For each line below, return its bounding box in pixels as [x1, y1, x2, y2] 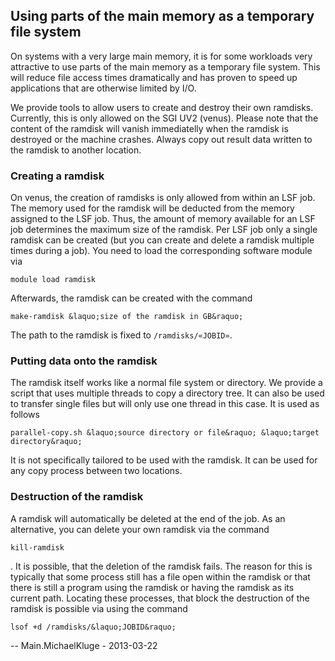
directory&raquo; [10, 437, 83, 447]
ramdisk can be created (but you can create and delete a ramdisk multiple [10, 234, 315, 246]
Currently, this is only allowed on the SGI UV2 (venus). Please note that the [10, 112, 319, 124]
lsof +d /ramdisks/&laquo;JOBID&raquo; [10, 622, 177, 632]
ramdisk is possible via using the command [10, 602, 188, 614]
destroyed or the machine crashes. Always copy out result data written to [10, 133, 313, 145]
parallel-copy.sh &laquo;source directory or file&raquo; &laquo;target [10, 428, 320, 438]
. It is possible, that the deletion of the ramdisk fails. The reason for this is [10, 560, 313, 572]
